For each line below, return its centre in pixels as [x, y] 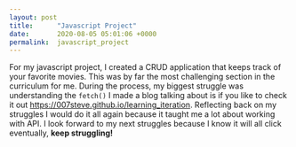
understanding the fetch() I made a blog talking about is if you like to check [148, 96]
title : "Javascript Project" [73, 26]
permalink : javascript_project [69, 42]
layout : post [33, 17]
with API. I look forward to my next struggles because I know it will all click [145, 124]
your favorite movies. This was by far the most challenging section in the [142, 77]
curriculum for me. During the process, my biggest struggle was [127, 86]
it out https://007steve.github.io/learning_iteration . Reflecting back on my [143, 105]
